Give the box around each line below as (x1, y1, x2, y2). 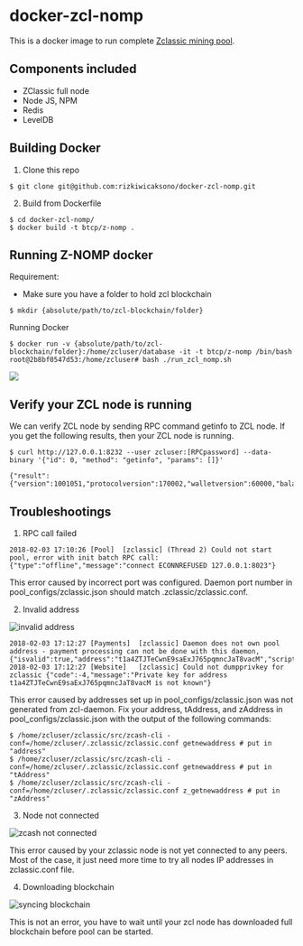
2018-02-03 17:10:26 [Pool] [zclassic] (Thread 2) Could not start (9, 545, 272, 554)
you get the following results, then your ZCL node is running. (9, 431, 234, 441)
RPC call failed (22, 528, 77, 538)
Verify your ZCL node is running (9, 396, 192, 412)
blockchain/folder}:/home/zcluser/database (9, 348, 176, 357)
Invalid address (22, 604, 79, 615)
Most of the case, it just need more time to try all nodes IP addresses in (9, 855, 274, 865)
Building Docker (9, 141, 101, 156)
